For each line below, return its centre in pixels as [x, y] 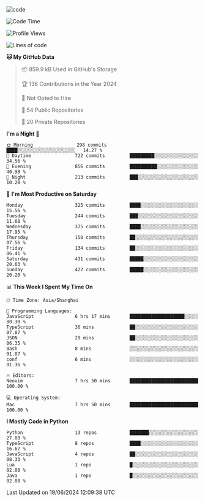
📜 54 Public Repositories [52, 110]
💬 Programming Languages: [39, 311]
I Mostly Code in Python [37, 421]
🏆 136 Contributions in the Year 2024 [69, 84]
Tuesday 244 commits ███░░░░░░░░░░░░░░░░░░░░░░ [102, 216]
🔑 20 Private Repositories [53, 122]
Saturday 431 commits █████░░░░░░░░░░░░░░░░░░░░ [102, 259]
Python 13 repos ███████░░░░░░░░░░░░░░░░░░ [102, 433]
